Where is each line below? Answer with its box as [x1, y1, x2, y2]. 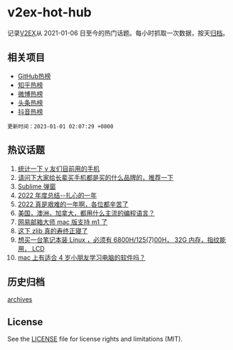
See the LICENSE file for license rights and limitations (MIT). [7, 335, 183, 344]
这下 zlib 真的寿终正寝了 [17, 226, 88, 235]
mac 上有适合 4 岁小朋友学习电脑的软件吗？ [17, 253, 146, 262]
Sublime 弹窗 [17, 182, 56, 191]
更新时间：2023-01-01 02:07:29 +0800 [7, 122, 114, 130]
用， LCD [17, 244, 45, 253]
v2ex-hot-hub [7, 4, 92, 21]
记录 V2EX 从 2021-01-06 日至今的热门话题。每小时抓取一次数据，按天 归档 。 [7, 28, 229, 37]
